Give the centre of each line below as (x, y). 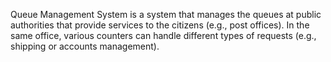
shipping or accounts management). (85, 46)
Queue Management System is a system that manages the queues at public (166, 14)
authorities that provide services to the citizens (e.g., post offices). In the (160, 25)
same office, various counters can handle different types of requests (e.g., (163, 35)
